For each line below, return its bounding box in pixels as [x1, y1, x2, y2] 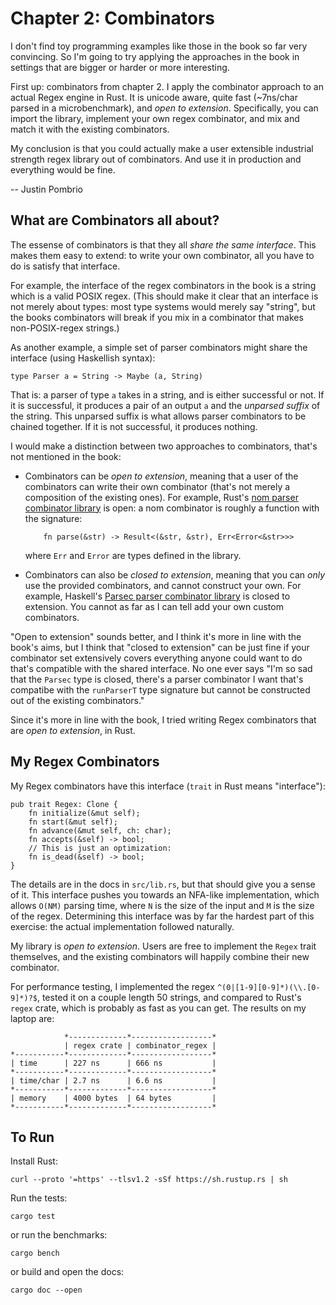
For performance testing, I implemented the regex [10, 980, 216, 992]
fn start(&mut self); [28, 817, 118, 827]
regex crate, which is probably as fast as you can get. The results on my [10, 1002, 307, 1014]
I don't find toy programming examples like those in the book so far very [10, 40, 308, 52]
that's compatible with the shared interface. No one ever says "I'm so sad [10, 662, 313, 674]
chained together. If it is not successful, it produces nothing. [10, 420, 258, 432]
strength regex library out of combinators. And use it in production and [10, 153, 302, 165]
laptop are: [10, 1012, 55, 1024]
